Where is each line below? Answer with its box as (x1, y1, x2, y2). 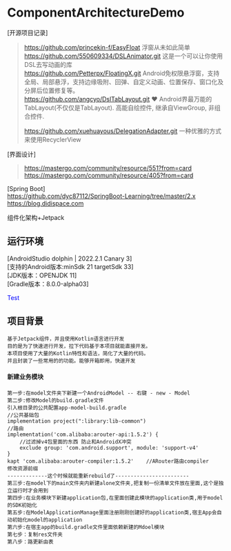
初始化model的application (12, 516, 83, 523)
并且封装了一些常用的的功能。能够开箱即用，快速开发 (7, 357, 136, 364)
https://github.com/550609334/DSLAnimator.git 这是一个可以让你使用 (23, 52, 223, 60)
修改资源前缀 (7, 465, 39, 472)
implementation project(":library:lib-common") (7, 417, 147, 425)
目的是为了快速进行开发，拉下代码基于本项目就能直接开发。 (7, 343, 151, 350)
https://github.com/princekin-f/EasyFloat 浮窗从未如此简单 (23, 43, 191, 51)
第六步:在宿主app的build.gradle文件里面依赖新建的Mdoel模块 (7, 523, 165, 530)
